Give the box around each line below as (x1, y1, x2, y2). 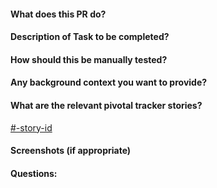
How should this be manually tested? (10, 53, 168, 65)
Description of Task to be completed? (10, 31, 170, 43)
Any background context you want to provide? (10, 76, 208, 89)
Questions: (10, 167, 58, 179)
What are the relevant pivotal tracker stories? (10, 99, 203, 111)
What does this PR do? (10, 8, 107, 20)
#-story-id (10, 121, 53, 134)
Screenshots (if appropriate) (10, 145, 132, 157)
